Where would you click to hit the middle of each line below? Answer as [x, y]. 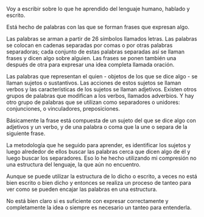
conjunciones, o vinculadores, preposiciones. [63, 108]
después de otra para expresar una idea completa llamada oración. [90, 64]
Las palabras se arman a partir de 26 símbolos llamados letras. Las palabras [102, 39]
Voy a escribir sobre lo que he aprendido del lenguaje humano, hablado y [98, 9]
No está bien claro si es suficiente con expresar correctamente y [87, 201]
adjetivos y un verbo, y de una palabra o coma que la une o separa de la [97, 127]
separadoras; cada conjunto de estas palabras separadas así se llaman [95, 52]
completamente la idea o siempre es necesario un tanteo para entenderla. [99, 207]
